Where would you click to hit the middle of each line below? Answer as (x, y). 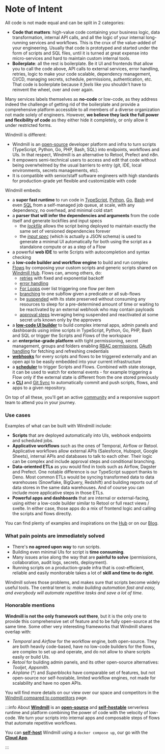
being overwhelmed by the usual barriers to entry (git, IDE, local (77, 165)
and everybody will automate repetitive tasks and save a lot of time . (74, 592)
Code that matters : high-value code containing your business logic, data (86, 32)
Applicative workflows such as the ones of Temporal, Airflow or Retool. (85, 446)
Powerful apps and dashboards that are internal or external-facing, (81, 498)
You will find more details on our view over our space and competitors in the (82, 692)
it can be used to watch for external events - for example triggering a (82, 372)
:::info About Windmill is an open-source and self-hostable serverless (77, 707)
